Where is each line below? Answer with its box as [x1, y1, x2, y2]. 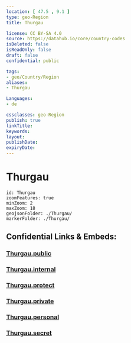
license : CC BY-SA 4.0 [6, 30, 62, 36]
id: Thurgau [6, 190, 35, 196]
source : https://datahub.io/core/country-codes [6, 36, 126, 42]
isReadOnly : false [6, 47, 51, 53]
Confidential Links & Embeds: [6, 232, 117, 242]
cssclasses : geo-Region [6, 112, 65, 118]
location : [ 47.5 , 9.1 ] [6, 8, 70, 15]
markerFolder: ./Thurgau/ [6, 215, 70, 222]
